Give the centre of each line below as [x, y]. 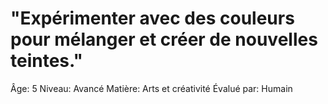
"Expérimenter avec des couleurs [152, 18]
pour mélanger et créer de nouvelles [164, 39]
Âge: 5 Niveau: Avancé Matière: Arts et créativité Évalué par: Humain [151, 88]
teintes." [47, 61]
